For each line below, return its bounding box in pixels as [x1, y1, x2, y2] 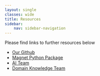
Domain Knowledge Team [12, 65, 66, 71]
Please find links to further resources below [5, 39, 95, 45]
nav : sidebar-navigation [14, 26, 66, 31]
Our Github [12, 49, 35, 55]
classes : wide [5, 12, 35, 17]
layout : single [5, 7, 37, 12]
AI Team [12, 60, 30, 66]
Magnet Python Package [12, 54, 63, 60]
